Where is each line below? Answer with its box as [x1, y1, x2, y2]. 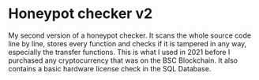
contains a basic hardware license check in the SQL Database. [8, 64, 212, 73]
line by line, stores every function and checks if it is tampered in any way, [8, 38, 247, 48]
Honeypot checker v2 [8, 5, 153, 23]
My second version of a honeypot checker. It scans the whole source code [8, 31, 251, 40]
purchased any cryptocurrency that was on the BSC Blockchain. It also [8, 56, 238, 65]
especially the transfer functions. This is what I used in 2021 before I [8, 47, 231, 56]
